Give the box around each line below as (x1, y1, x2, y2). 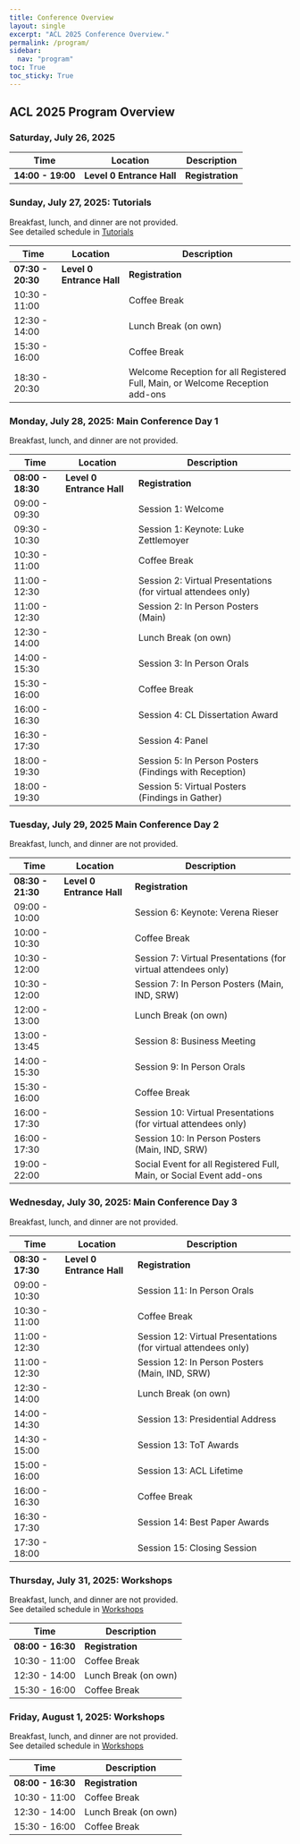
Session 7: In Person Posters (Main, (134, 977, 284, 990)
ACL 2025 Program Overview (9, 105, 176, 120)
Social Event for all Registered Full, (134, 1158, 279, 1171)
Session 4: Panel (137, 735, 208, 747)
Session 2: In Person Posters (137, 601, 259, 613)
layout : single (9, 21, 66, 30)
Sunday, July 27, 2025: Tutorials (9, 196, 152, 209)
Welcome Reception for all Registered (129, 365, 287, 378)
